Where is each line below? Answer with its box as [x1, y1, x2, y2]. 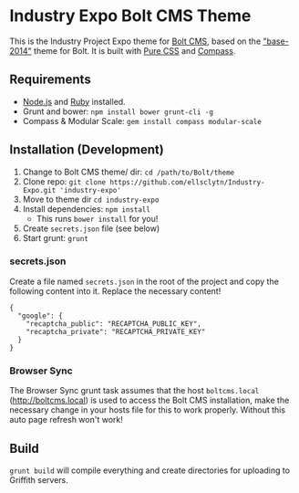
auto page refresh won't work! [9, 414, 123, 425]
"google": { [17, 311, 64, 320]
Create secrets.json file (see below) [22, 223, 160, 234]
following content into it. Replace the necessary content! [9, 285, 222, 297]
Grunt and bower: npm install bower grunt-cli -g [22, 106, 214, 117]
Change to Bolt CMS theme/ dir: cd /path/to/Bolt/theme [22, 166, 235, 177]
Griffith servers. [9, 474, 68, 485]
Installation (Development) [9, 142, 164, 158]
